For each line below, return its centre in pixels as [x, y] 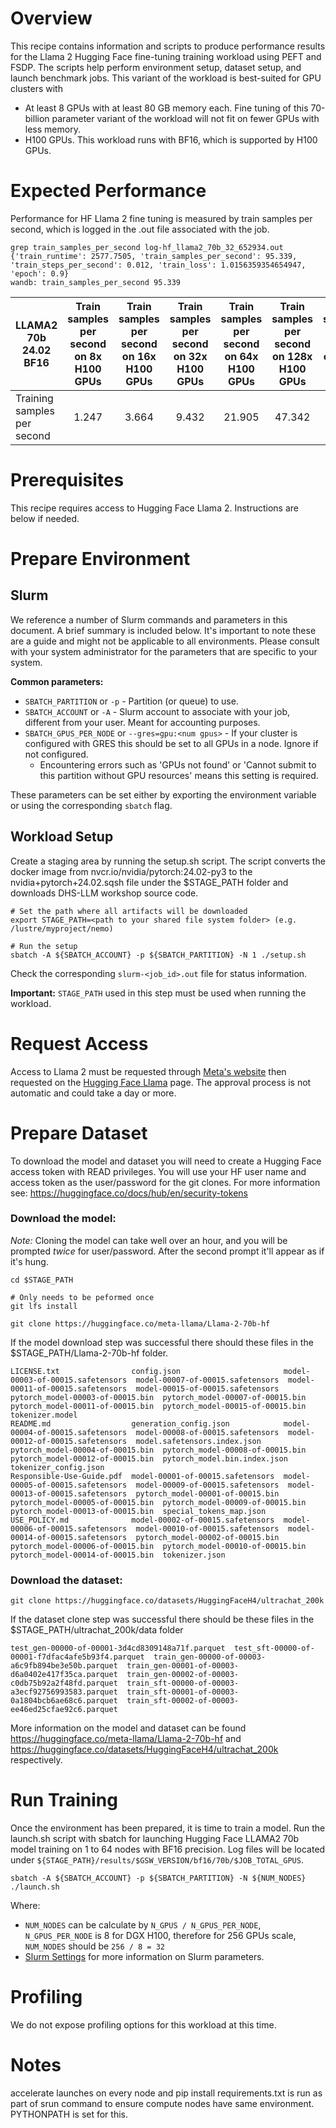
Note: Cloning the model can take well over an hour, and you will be [149, 1240]
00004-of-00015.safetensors [69, 1432]
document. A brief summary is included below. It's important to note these [163, 630]
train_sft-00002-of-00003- [183, 1701]
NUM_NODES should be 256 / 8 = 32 [94, 1946]
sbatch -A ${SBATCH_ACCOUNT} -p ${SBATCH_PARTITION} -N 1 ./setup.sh [158, 955]
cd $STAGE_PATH [42, 1280]
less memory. [52, 129]
